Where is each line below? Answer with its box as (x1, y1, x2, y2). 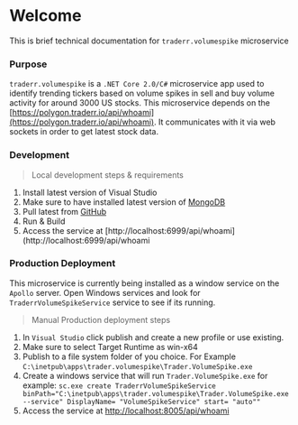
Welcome (9, 5, 82, 26)
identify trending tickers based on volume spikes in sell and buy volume (9, 88, 275, 99)
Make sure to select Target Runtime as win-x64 (22, 341, 198, 352)
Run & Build (22, 216, 66, 226)
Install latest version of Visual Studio (22, 187, 158, 198)
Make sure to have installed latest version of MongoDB (22, 196, 226, 208)
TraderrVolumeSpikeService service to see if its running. (9, 297, 216, 308)
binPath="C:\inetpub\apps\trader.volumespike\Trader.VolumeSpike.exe (22, 389, 290, 398)
